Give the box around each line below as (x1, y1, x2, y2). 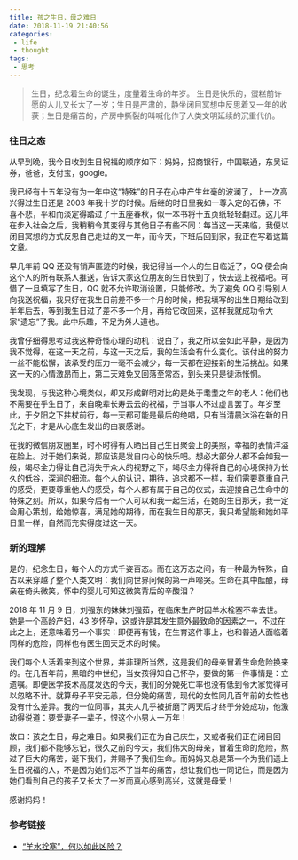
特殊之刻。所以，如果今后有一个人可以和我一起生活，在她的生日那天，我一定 (9, 495, 289, 506)
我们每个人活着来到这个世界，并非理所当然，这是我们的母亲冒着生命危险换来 (9, 657, 289, 667)
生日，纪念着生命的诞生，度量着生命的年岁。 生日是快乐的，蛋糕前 (30, 88, 275, 99)
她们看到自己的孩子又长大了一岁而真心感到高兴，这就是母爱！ (9, 776, 235, 786)
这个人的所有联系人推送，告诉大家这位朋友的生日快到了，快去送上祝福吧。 (9, 272, 281, 283)
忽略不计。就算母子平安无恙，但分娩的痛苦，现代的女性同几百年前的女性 (16, 690, 281, 701)
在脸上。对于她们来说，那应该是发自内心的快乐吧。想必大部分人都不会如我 (9, 450, 281, 462)
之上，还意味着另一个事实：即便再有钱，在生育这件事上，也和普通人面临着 (16, 627, 289, 638)
